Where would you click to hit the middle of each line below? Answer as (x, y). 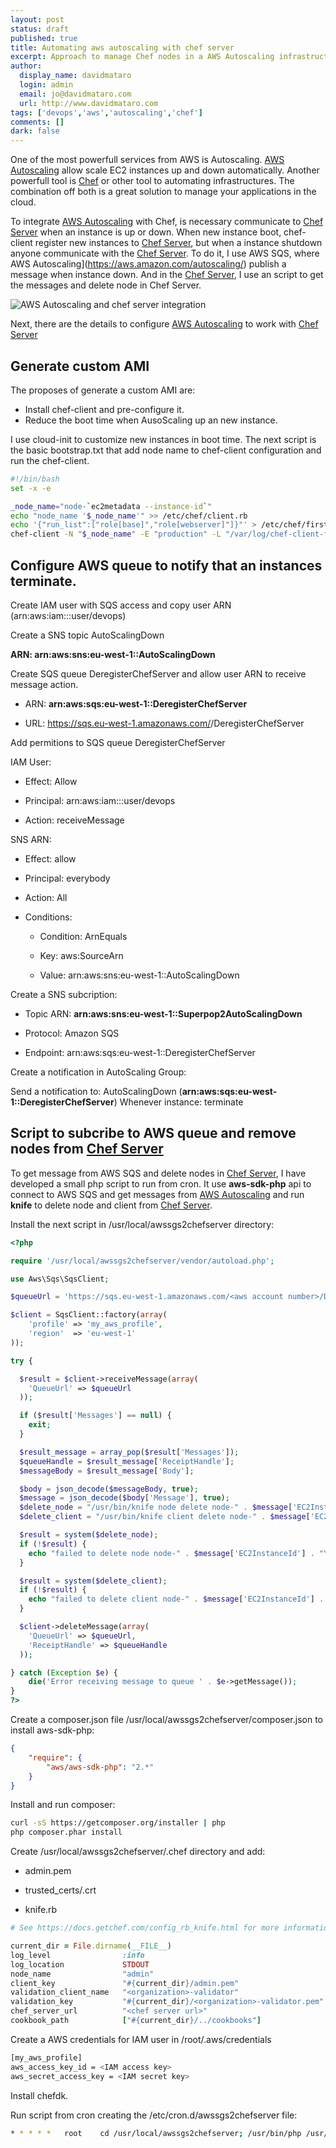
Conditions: (48, 917)
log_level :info (77, 1955)
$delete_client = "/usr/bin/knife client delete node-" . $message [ (165, 1517)
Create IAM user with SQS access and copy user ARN (121, 605)
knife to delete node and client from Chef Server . (111, 1205)
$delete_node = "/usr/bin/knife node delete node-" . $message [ (156, 1507)
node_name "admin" (82, 1974)
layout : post (37, 19)
